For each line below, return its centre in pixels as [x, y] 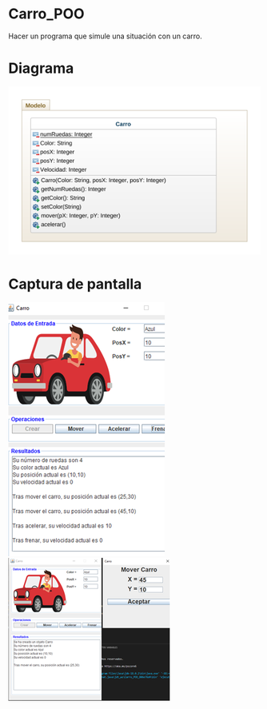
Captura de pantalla [75, 284]
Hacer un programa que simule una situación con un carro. [105, 36]
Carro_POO [47, 14]
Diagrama [41, 68]
